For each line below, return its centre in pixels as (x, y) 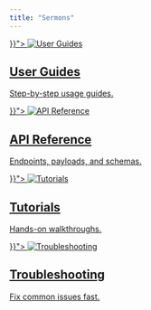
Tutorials (35, 207)
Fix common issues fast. (55, 296)
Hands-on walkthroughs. (56, 229)
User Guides (45, 72)
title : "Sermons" (42, 18)
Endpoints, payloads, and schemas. (75, 161)
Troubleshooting (57, 275)
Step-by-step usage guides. (61, 94)
